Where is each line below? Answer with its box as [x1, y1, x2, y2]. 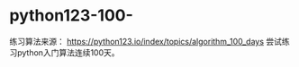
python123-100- [9, 5, 133, 26]
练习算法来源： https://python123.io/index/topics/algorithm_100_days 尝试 [9, 36, 282, 46]
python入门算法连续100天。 [16, 46, 120, 58]
